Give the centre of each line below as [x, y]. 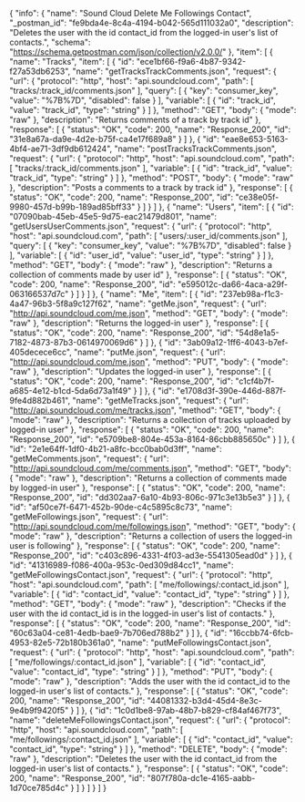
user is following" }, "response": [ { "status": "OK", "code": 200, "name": [145, 545]
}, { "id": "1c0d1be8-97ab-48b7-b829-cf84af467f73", [182, 710]
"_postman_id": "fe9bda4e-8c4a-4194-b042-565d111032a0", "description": [152, 23]
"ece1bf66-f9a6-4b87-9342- [191, 62]
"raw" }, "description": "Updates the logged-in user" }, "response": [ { [140, 371]
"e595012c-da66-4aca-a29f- [233, 284]
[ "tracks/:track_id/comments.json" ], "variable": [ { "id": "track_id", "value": [151, 168]
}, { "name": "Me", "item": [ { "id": [155, 294]
